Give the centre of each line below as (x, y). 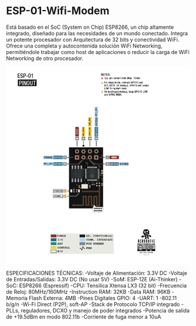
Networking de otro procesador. (45, 58)
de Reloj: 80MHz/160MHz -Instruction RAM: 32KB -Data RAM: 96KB (88, 292)
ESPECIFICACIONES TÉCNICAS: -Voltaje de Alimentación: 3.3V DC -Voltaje (97, 273)
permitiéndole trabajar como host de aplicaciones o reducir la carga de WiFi (98, 52)
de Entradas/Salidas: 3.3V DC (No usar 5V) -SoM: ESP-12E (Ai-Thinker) (92, 280)
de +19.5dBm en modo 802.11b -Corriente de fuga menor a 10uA (84, 317)
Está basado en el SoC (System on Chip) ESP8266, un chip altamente (90, 27)
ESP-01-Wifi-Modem (58, 11)
